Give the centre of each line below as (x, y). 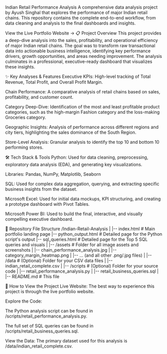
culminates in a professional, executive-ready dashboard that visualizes (79, 61)
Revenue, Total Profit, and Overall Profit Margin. (54, 82)
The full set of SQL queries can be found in (49, 326)
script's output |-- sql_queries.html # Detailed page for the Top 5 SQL (77, 239)
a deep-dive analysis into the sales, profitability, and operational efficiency (82, 40)
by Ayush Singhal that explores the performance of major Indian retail (77, 12)
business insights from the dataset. (41, 189)
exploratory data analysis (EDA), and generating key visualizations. (74, 165)
